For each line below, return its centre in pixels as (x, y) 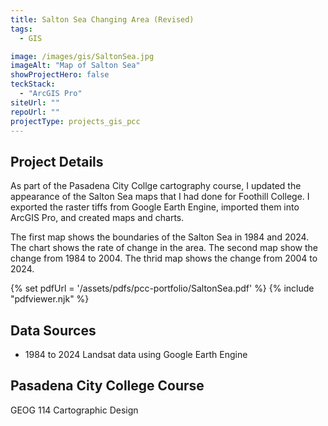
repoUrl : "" (35, 112)
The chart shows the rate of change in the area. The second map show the (164, 248)
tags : (21, 29)
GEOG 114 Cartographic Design (74, 410)
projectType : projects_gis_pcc (75, 121)
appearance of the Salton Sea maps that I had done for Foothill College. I (160, 197)
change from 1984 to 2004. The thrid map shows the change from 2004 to (164, 258)
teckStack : (33, 84)
